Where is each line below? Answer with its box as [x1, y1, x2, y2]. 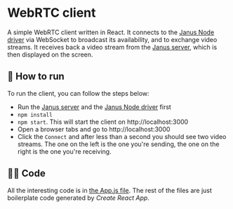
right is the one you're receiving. [17, 147, 112, 155]
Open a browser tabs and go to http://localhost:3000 [17, 124, 171, 134]
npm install [17, 111, 53, 118]
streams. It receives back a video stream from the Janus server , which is [7, 43, 218, 51]
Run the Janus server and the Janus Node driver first [17, 103, 172, 111]
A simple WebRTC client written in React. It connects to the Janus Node [7, 28, 215, 36]
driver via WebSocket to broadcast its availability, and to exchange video [7, 35, 218, 43]
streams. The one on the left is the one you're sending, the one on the [17, 140, 220, 148]
